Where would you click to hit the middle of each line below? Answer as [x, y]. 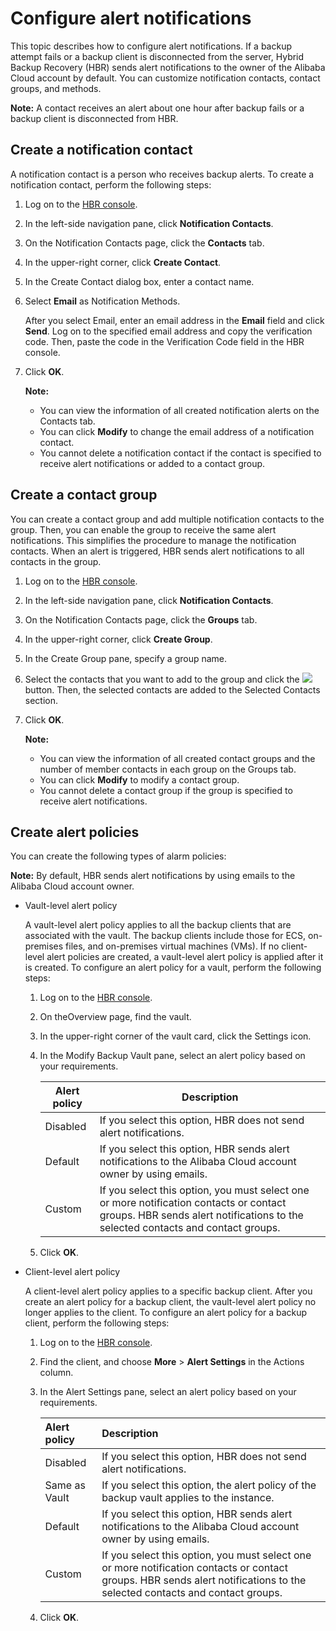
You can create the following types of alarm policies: [118, 856]
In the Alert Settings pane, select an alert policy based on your [168, 1392]
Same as [65, 1485]
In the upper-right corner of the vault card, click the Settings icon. [175, 1036]
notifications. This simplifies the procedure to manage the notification [153, 540]
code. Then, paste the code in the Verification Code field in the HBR [164, 341]
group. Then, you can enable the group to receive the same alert [143, 529]
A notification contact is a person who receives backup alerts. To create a [162, 174]
